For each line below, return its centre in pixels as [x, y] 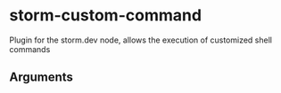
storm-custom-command [106, 15]
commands [30, 49]
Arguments [41, 77]
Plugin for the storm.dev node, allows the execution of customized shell [140, 40]
